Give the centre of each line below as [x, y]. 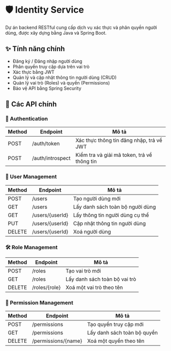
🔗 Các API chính [31, 104]
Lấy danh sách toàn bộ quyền [122, 333]
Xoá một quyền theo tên [116, 341]
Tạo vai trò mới [83, 271]
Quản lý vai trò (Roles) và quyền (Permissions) [61, 83]
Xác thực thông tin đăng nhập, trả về [119, 141]
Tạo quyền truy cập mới [116, 325]
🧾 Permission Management [39, 303]
